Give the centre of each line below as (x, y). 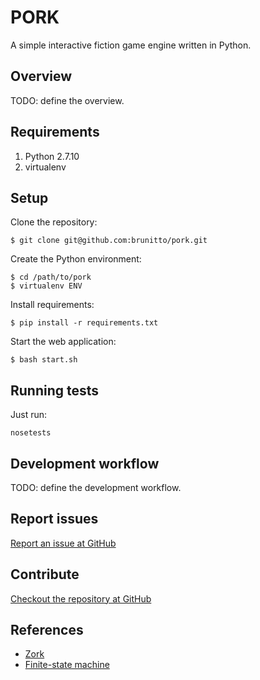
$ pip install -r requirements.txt (84, 323)
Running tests (55, 390)
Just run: (29, 415)
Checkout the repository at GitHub (81, 598)
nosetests (31, 433)
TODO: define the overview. (67, 100)
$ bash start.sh (44, 360)
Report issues (54, 519)
